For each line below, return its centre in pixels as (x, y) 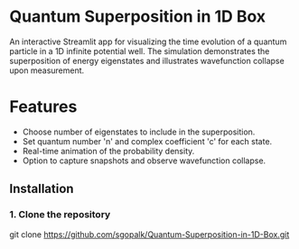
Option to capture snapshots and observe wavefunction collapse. (144, 161)
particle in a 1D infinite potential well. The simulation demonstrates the (140, 51)
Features (43, 107)
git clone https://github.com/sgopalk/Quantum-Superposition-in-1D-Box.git (149, 234)
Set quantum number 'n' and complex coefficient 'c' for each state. (147, 141)
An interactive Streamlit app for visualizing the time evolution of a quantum (148, 41)
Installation (42, 189)
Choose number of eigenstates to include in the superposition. (139, 132)
